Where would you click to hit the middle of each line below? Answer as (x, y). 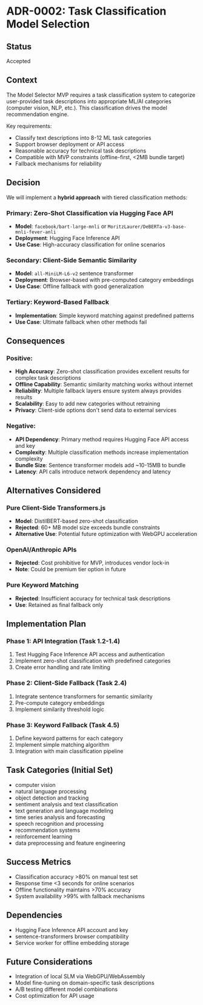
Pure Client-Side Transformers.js (56, 507)
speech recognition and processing (59, 823)
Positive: (20, 358)
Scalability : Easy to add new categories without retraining (88, 404)
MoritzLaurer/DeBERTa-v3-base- (147, 227)
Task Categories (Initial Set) (60, 770)
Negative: (21, 426)
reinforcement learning (44, 836)
